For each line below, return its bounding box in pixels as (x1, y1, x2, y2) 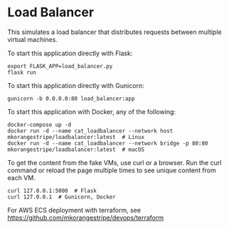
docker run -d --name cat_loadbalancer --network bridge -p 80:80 (7, 140, 208, 147)
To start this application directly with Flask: (7, 49, 133, 57)
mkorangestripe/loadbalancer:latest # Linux (7, 133, 144, 140)
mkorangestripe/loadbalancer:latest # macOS (7, 146, 144, 153)
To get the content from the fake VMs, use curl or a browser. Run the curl (7, 158, 222, 167)
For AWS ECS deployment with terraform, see (7, 206, 141, 214)
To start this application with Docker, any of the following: (7, 107, 176, 116)
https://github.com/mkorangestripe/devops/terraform (7, 213, 164, 222)
